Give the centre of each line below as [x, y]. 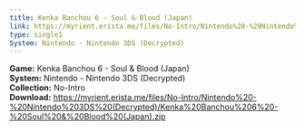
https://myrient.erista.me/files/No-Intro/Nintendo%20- [155, 98]
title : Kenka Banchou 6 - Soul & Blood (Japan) [101, 18]
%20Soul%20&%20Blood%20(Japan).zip [88, 117]
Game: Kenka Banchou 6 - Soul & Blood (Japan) [100, 69]
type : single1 [36, 34]
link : [20, 26]
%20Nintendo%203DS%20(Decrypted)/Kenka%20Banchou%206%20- [144, 107]
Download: [30, 98]
